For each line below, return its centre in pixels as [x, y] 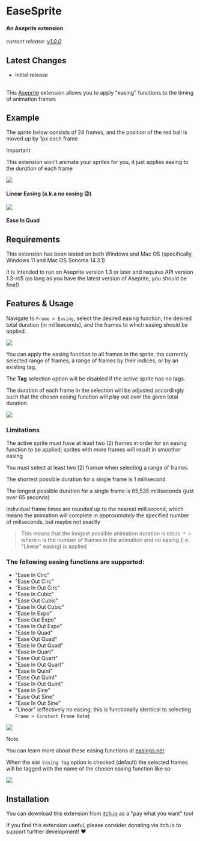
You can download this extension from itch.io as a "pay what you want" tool [100, 814]
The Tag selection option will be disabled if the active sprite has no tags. [96, 379]
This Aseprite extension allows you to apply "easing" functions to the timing [100, 92]
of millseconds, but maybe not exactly [53, 522]
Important [18, 150]
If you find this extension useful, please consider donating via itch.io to [94, 825]
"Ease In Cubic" [34, 594]
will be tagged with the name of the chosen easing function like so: [89, 769]
